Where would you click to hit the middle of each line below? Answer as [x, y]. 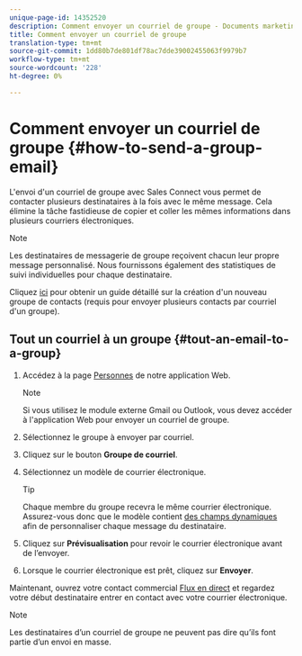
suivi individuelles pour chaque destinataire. [91, 274]
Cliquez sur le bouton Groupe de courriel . [100, 454]
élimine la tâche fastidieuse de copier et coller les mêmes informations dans [150, 211]
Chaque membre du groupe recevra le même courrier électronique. [147, 507]
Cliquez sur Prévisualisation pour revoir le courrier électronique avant [152, 543]
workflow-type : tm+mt [50, 59]
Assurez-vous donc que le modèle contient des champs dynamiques [150, 516]
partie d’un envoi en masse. [61, 642]
